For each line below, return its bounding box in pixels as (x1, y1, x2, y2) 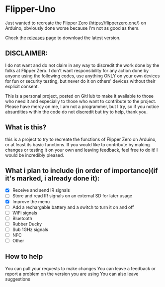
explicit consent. (5, 83, 39, 89)
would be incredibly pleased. (5, 152, 65, 158)
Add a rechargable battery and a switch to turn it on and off (12, 204, 134, 210)
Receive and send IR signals (12, 187, 70, 193)
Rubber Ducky (12, 221, 42, 227)
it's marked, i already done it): (5, 174, 100, 182)
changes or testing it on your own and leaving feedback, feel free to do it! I (5, 147, 158, 153)
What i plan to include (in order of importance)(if (5, 166, 158, 174)
